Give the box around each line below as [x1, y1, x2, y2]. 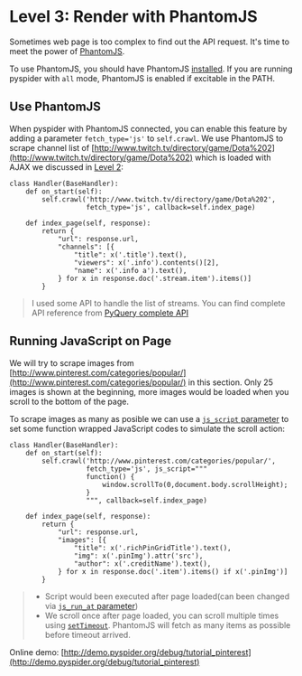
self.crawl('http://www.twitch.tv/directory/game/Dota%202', [41, 194, 277, 204]
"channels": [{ [57, 242, 115, 251]
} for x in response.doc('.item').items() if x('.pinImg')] [57, 567, 288, 576]
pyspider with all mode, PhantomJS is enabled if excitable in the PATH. [9, 72, 275, 83]
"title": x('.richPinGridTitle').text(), [73, 543, 232, 552]
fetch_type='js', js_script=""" [86, 464, 207, 474]
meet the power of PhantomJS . [9, 45, 125, 56]
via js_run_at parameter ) [44, 600, 139, 611]
